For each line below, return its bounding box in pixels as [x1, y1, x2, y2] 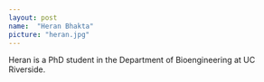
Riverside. [8, 64, 46, 75]
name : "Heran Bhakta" [8, 22, 94, 31]
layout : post [8, 13, 58, 23]
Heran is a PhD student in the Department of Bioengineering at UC [8, 55, 256, 66]
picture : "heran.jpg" [8, 30, 90, 39]
